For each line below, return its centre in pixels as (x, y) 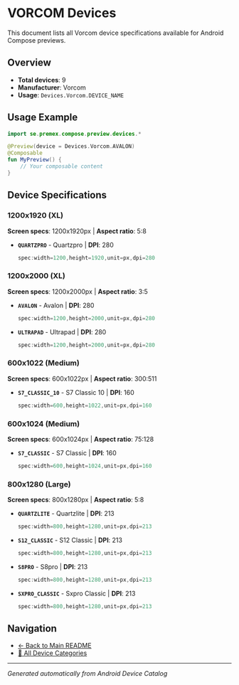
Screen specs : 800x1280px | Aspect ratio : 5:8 (76, 500)
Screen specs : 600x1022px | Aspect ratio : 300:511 (82, 378)
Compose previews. (37, 40)
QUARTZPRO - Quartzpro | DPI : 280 (65, 245)
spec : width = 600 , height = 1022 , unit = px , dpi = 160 (85, 405)
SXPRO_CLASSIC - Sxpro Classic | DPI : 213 (76, 593)
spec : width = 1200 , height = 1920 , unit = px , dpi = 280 (86, 257)
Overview (30, 63)
